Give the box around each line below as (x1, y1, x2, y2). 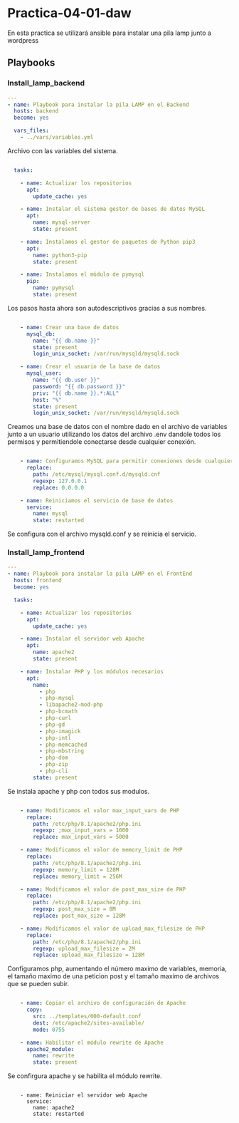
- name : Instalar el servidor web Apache (20, 636, 144, 643)
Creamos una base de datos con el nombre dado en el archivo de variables (7, 423, 228, 431)
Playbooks (7, 57, 55, 69)
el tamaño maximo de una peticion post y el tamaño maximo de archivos (7, 972, 219, 980)
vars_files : (14, 127, 50, 135)
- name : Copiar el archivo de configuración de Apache (20, 1000, 186, 1007)
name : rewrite (33, 1052, 75, 1060)
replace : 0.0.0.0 (33, 484, 84, 491)
